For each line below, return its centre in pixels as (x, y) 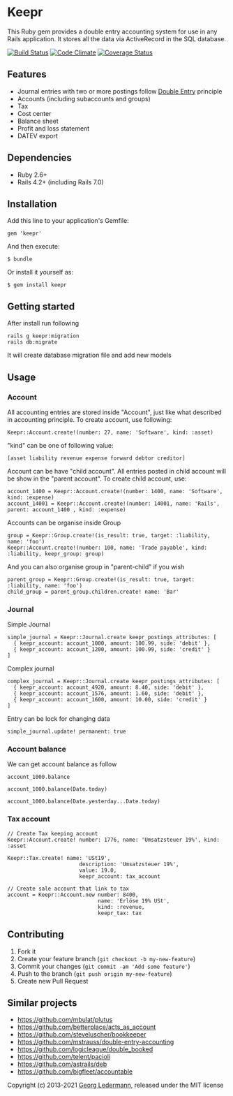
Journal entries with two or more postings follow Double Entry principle (120, 91)
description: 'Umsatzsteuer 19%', (129, 864)
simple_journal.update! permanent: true (67, 732)
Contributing (36, 934)
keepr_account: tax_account (120, 876)
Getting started (41, 306)
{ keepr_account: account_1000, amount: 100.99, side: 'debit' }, (112, 643)
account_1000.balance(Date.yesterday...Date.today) (84, 802)
